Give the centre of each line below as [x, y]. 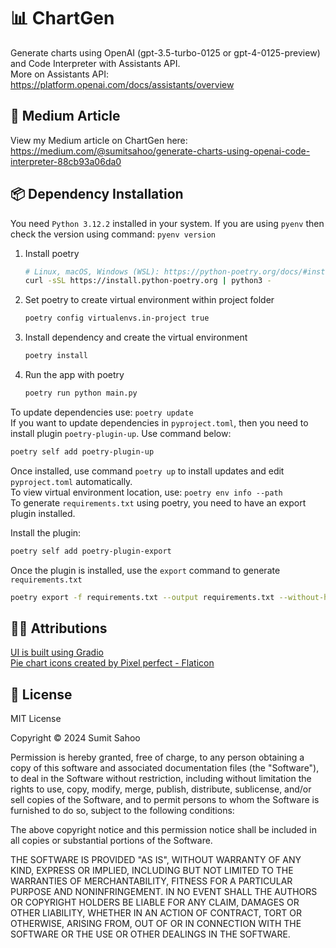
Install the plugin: [46, 532]
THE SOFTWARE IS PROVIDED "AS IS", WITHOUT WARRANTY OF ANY [156, 860]
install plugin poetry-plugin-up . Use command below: [121, 433]
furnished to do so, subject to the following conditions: [122, 811]
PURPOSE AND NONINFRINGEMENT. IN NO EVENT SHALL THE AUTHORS [164, 892]
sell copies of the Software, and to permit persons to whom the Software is [165, 800]
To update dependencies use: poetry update [102, 412]
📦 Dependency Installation [97, 194]
